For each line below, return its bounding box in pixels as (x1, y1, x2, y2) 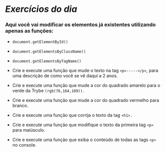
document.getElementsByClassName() (12, 49, 86, 54)
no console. (12, 142, 37, 148)
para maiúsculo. (12, 127, 46, 133)
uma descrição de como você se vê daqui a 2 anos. (12, 73, 118, 79)
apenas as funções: (5, 27, 54, 34)
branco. (12, 103, 29, 109)
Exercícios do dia (5, 3, 78, 15)
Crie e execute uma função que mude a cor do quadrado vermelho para (12, 97, 160, 103)
